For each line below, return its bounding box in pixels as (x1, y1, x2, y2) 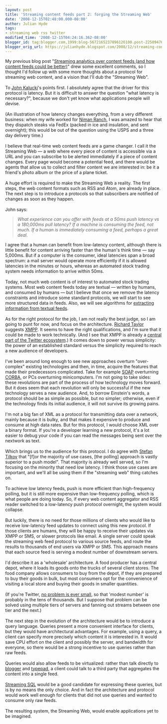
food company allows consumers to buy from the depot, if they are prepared (5, 570, 162, 576)
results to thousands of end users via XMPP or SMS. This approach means (5, 543, 158, 549)
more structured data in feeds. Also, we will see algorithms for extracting (5, 300, 154, 306)
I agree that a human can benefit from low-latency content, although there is (5, 241, 162, 247)
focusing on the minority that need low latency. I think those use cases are (5, 464, 158, 470)
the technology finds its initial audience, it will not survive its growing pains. (5, 400, 160, 406)
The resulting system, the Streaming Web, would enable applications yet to (5, 708, 159, 714)
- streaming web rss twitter (5, 30, 66, 35)
